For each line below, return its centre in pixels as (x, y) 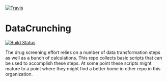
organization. (19, 74)
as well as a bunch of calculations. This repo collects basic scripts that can (84, 58)
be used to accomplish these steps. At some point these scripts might (78, 63)
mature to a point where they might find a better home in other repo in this (83, 68)
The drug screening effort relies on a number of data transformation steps (83, 52)
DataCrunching (38, 29)
